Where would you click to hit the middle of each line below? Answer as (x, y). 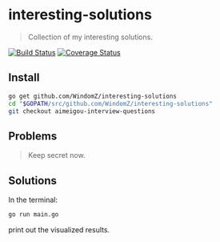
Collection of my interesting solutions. (90, 37)
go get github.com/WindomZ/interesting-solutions (93, 96)
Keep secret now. (56, 155)
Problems (33, 136)
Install (24, 78)
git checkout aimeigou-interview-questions (82, 111)
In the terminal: (33, 200)
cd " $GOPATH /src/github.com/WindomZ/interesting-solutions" (111, 103)
